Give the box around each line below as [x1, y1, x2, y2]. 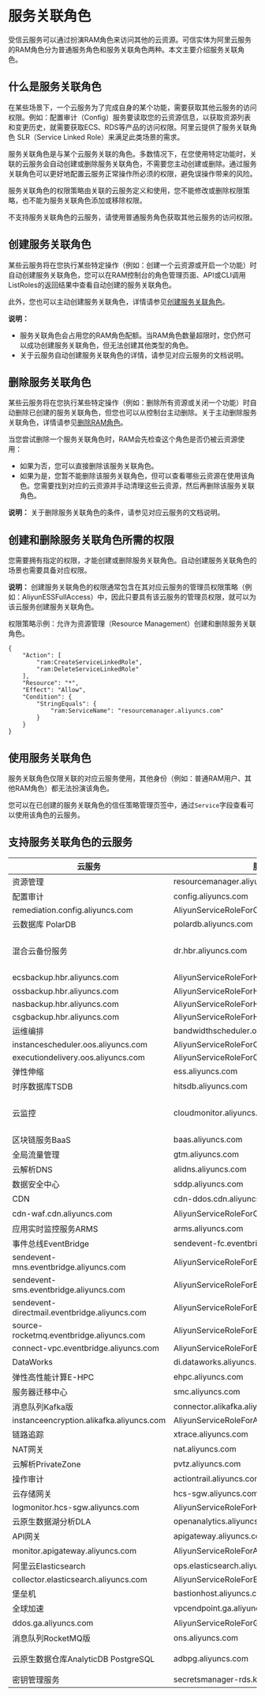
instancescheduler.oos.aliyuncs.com [12, 1039, 148, 1050]
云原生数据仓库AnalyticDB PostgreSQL [12, 1653, 155, 1664]
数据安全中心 [12, 1179, 61, 1190]
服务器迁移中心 [12, 1386, 69, 1397]
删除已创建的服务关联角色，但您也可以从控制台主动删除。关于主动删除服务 [14, 408, 257, 418]
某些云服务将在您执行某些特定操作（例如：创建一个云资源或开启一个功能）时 [8, 260, 257, 270]
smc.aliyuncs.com [173, 1386, 241, 1397]
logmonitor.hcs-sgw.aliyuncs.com [12, 1501, 140, 1512]
